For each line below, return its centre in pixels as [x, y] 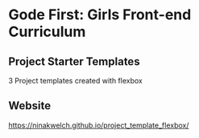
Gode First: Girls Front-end [100, 15]
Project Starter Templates [74, 61]
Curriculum [47, 32]
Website [29, 106]
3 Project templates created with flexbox [75, 81]
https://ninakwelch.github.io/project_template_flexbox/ [99, 125]
